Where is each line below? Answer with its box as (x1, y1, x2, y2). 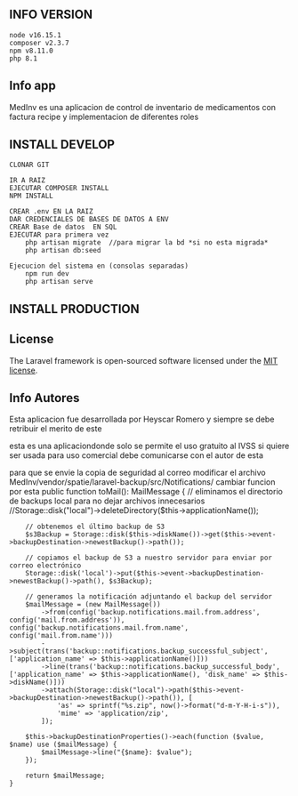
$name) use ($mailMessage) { (9, 740, 117, 750)
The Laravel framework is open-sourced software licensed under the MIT (9, 355, 278, 366)
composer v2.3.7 (9, 38, 69, 47)
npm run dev (25, 269, 69, 278)
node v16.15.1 (9, 30, 62, 39)
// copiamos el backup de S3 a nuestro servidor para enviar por (25, 553, 273, 563)
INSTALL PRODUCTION (9, 302, 140, 317)
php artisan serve (25, 277, 93, 286)
